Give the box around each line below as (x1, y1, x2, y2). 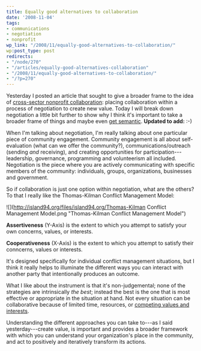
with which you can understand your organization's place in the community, (6, 332, 194, 339)
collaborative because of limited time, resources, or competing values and (6, 301, 190, 308)
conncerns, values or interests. (6, 246, 83, 253)
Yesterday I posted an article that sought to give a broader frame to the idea (6, 92, 194, 100)
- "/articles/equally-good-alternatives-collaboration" (6, 64, 149, 71)
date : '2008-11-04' (6, 14, 55, 20)
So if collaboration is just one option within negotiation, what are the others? (6, 185, 194, 193)
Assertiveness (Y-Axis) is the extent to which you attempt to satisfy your (6, 221, 187, 229)
